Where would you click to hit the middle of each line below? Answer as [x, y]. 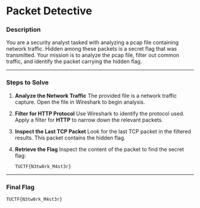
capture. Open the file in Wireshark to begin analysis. [80, 102]
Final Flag [20, 187]
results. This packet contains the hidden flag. [70, 138]
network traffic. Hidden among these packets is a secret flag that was [92, 49]
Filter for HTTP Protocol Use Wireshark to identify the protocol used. [99, 113]
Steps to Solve [27, 83]
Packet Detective [49, 11]
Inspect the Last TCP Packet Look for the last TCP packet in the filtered [103, 131]
